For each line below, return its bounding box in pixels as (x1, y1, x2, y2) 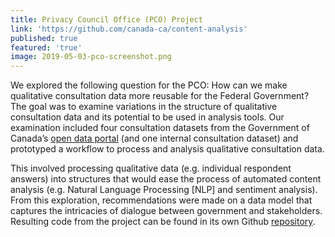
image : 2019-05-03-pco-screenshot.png (10, 52, 172, 62)
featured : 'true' (10, 42, 83, 53)
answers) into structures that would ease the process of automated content (10, 173, 322, 185)
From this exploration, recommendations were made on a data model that (10, 194, 313, 206)
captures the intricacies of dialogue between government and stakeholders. (10, 205, 323, 217)
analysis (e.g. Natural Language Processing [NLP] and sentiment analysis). (10, 184, 318, 196)
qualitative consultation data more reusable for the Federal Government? (10, 90, 310, 102)
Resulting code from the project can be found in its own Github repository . (10, 216, 316, 228)
